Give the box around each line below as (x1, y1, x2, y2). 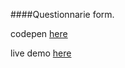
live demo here (10, 47, 72, 59)
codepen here (10, 28, 68, 39)
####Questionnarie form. (10, 9, 115, 20)
